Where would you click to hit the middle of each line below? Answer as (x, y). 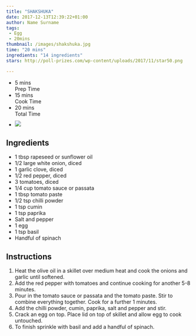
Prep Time (27, 89)
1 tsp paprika (30, 213)
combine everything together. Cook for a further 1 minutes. (86, 302)
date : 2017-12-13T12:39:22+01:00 (47, 17)
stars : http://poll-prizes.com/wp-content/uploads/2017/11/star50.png (94, 61)
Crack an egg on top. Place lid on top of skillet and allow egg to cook (98, 314)
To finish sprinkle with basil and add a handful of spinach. (84, 327)
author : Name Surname (33, 22)
